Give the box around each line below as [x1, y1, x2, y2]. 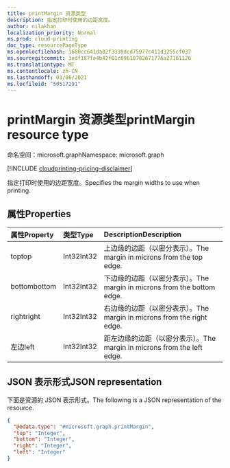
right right [10, 312, 41, 321]
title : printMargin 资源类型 [7, 10, 86, 17]
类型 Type [62, 230, 94, 239]
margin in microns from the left [103, 343, 203, 352]
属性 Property [10, 230, 54, 239]
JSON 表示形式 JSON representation [7, 376, 162, 388]
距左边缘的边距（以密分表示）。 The [103, 334, 216, 343]
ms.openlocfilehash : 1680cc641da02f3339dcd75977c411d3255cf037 [7, 49, 192, 56]
